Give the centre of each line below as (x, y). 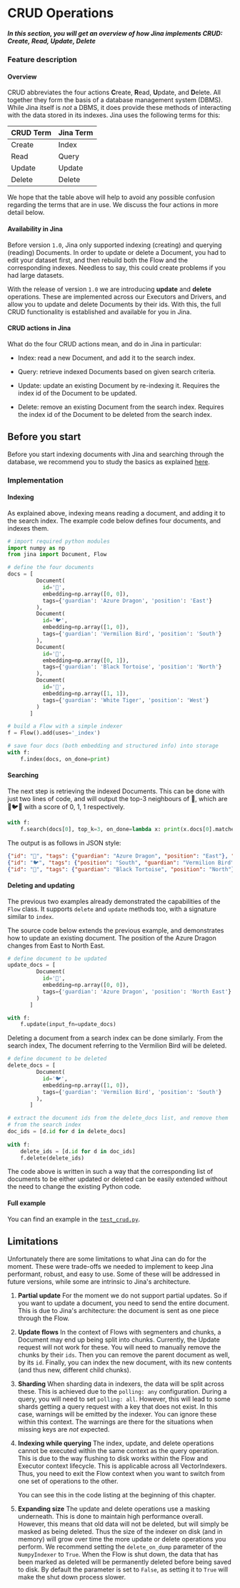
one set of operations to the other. (68, 1481)
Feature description (42, 60)
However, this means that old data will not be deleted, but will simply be (123, 1524)
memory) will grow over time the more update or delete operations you (122, 1539)
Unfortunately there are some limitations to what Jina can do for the (107, 1259)
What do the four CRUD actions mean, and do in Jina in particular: (105, 343)
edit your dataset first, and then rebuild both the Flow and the (97, 260)
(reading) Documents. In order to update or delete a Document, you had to (117, 252)
